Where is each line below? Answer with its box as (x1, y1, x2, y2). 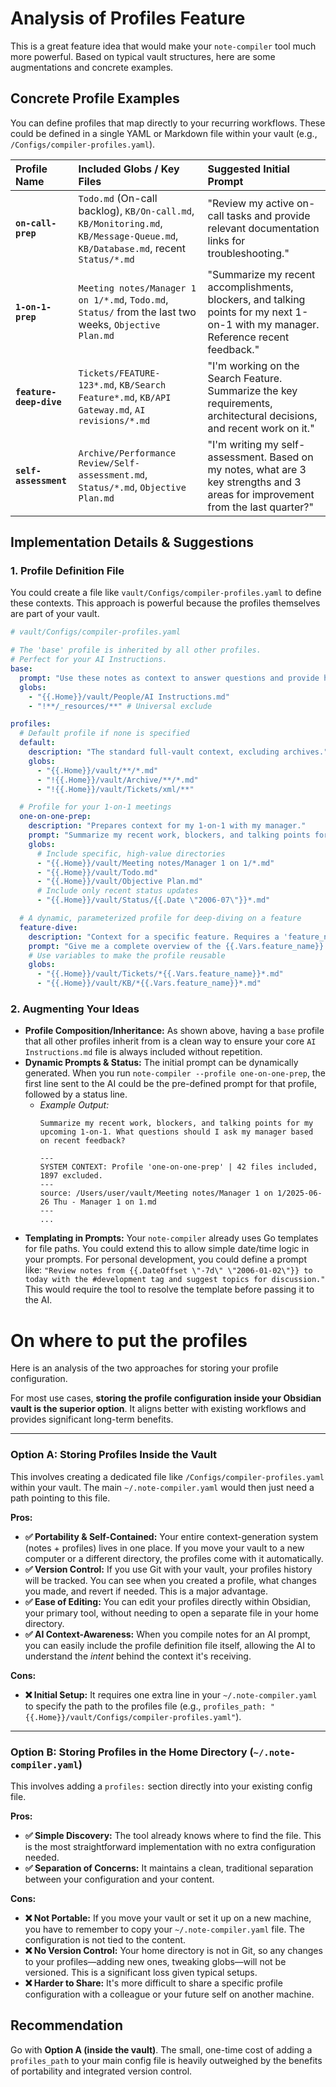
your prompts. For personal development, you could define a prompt (24, 1253, 307, 1266)
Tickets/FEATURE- (78, 367, 161, 379)
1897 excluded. (39, 1171, 103, 1181)
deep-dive (15, 396, 62, 407)
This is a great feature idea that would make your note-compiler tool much (10, 40, 317, 52)
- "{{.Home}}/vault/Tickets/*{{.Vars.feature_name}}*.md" (36, 969, 284, 979)
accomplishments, (207, 280, 294, 294)
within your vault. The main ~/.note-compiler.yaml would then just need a (10, 1481, 315, 1493)
